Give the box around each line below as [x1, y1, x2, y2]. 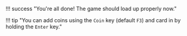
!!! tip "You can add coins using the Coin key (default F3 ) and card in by [5, 17, 181, 23]
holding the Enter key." [5, 23, 63, 30]
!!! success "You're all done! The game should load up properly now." [5, 5, 177, 12]
